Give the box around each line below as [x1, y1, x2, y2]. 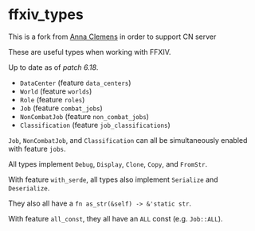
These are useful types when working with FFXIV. [8, 47, 171, 56]
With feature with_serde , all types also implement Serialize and [8, 175, 218, 184]
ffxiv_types [8, 6, 84, 24]
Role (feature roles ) [19, 94, 85, 104]
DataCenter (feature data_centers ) [19, 78, 131, 87]
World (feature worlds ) [19, 86, 92, 96]
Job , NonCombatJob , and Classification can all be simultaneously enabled [8, 135, 248, 144]
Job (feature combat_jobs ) [19, 103, 104, 113]
